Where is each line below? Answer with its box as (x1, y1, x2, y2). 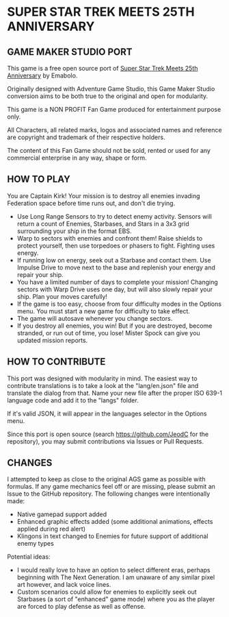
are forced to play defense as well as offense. (16, 603, 146, 611)
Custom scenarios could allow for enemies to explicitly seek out (16, 588, 197, 596)
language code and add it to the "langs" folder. (7, 396, 139, 404)
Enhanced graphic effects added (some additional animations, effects (16, 518, 213, 526)
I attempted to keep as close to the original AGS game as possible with (7, 475, 206, 483)
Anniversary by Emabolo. (7, 71, 78, 80)
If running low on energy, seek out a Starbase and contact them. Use (16, 256, 211, 264)
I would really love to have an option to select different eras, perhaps (16, 566, 211, 574)
